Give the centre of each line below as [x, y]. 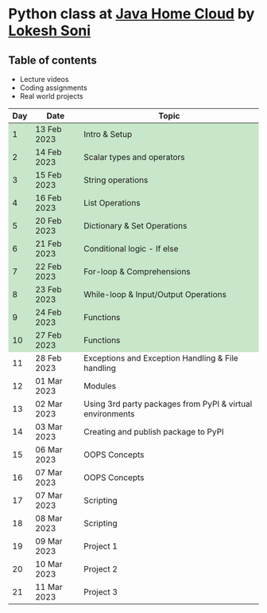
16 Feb [48, 198]
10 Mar [49, 564]
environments [109, 414]
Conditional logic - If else [131, 249]
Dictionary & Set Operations [135, 226]
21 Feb [48, 244]
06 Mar [49, 449]
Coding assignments [53, 88]
